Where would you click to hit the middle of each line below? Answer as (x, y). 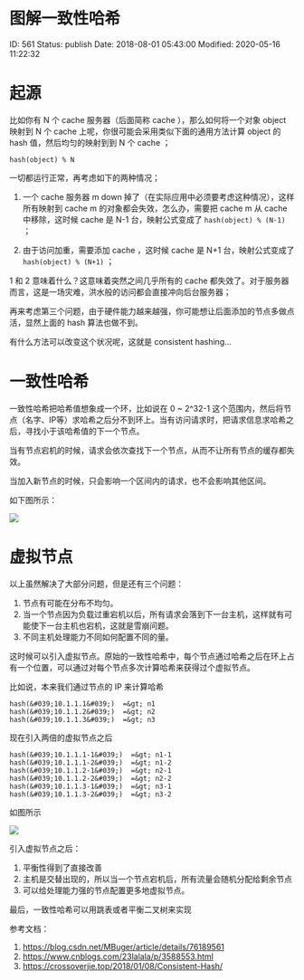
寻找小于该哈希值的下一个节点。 (85, 431)
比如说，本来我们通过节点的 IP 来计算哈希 (87, 686)
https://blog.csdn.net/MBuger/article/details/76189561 (123, 947)
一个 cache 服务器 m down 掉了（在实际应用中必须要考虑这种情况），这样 (158, 196)
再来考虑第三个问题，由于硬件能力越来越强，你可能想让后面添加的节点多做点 (152, 311)
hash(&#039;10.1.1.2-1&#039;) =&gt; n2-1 (90, 770)
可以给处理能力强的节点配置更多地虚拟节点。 (106, 890)
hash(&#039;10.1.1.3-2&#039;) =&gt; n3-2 (90, 794)
